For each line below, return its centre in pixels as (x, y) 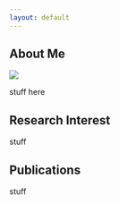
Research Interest (60, 120)
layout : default (39, 17)
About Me (37, 54)
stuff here (27, 92)
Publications (45, 170)
